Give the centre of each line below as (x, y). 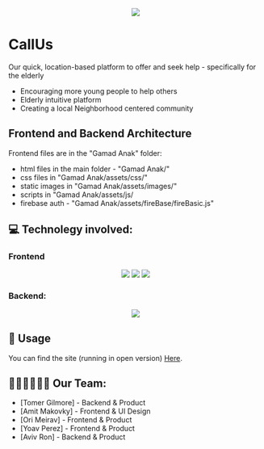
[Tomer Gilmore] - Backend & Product (83, 403)
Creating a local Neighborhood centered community (107, 108)
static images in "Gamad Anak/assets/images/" (98, 186)
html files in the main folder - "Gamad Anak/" (95, 169)
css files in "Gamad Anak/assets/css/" (84, 177)
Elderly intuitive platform (61, 99)
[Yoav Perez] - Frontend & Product (78, 429)
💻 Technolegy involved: (71, 230)
